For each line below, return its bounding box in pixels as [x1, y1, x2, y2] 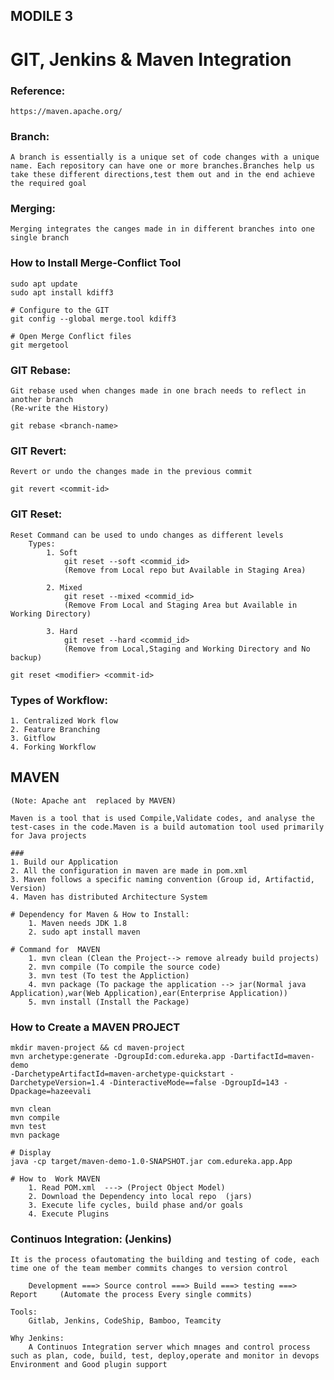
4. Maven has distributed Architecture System [10, 892, 208, 902]
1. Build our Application [10, 857, 118, 867]
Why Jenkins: [10, 1334, 65, 1344]
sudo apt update [10, 279, 78, 289]
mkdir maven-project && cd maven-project [10, 1043, 186, 1053]
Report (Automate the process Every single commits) [10, 1290, 253, 1300]
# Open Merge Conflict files [10, 331, 132, 341]
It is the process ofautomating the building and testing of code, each [10, 1255, 320, 1265]
